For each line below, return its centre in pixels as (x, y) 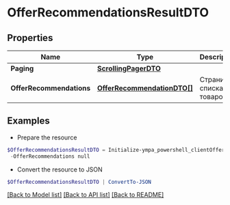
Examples (28, 121)
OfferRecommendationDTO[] (145, 88)
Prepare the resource (47, 137)
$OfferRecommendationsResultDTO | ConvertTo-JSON (79, 182)
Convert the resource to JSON (60, 169)
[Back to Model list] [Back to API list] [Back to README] (86, 195)
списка (212, 88)
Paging (22, 68)
